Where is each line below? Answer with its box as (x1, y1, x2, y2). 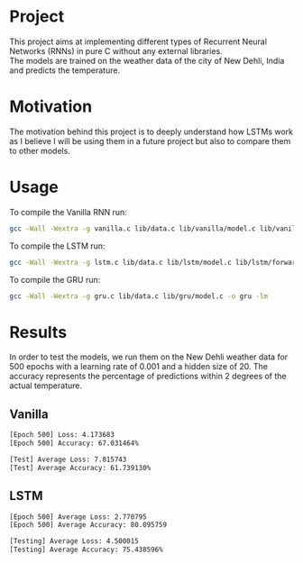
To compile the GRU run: (9, 274, 101, 285)
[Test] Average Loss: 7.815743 (9, 455, 127, 464)
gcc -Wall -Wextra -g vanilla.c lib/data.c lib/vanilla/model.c (9, 223, 256, 233)
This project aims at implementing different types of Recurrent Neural (9, 36, 268, 47)
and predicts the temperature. (9, 65, 120, 76)
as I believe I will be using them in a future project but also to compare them (9, 135, 291, 146)
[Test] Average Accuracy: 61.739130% (9, 463, 151, 472)
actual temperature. (9, 380, 83, 391)
